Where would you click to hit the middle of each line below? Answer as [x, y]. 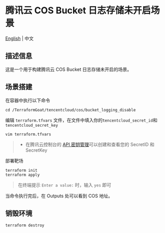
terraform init [21, 170]
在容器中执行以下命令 [28, 100]
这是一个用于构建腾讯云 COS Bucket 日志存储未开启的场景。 [68, 69]
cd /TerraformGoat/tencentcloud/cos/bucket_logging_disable [71, 110]
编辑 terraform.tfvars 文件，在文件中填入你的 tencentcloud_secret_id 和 [81, 120]
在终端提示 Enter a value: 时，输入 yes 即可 [64, 185]
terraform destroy [25, 225]
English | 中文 [20, 38]
